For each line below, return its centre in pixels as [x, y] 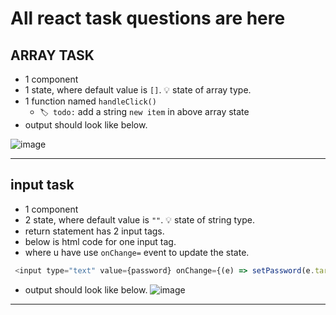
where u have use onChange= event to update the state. [137, 252]
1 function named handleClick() [90, 101]
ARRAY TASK [52, 55]
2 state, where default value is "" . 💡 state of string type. [139, 219]
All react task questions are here [148, 18]
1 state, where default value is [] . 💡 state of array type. [138, 90]
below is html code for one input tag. [100, 241]
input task [42, 185]
